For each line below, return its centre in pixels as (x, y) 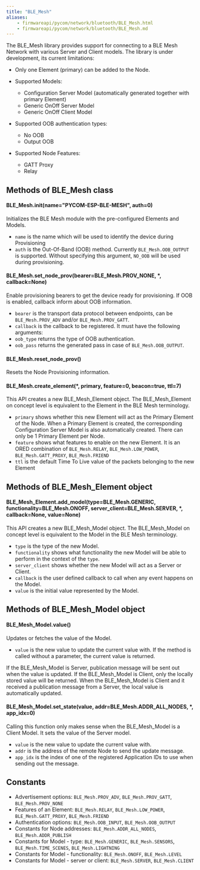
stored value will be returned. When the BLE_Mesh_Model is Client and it (96, 680)
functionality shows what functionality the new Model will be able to (100, 553)
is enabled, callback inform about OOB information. (69, 302)
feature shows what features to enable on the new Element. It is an (97, 442)
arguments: (29, 332)
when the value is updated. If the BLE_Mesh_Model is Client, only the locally (100, 674)
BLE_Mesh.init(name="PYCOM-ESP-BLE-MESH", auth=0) (80, 205)
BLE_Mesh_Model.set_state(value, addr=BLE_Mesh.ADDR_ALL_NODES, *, (100, 707)
